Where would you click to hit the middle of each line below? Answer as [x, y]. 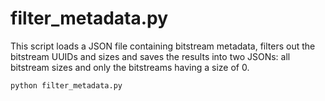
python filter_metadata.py [66, 85]
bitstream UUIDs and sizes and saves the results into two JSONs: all [150, 56]
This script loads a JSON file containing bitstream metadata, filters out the [163, 46]
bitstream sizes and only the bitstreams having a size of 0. [130, 67]
